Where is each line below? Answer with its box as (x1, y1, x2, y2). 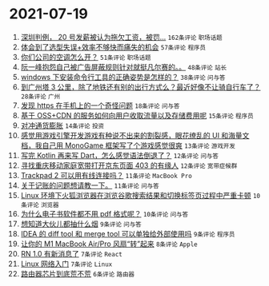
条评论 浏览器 (20, 201, 59, 209)
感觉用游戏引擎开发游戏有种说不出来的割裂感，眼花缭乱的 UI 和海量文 (20, 130, 250, 140)
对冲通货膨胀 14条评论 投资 (20, 121, 105, 130)
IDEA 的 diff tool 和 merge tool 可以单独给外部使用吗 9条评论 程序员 (20, 228, 235, 238)
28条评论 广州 (20, 93, 61, 101)
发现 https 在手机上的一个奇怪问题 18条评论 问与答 (20, 101, 180, 110)
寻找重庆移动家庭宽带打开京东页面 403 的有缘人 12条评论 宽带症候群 (20, 161, 238, 170)
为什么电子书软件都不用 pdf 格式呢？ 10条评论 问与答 (20, 209, 189, 218)
